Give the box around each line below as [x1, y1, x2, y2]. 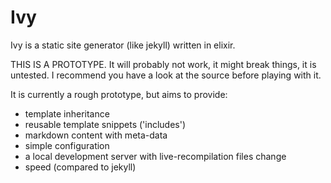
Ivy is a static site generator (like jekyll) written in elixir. [10, 39, 236, 51]
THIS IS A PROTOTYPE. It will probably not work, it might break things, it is [10, 58, 317, 70]
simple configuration [24, 139, 110, 151]
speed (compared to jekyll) [24, 161, 137, 173]
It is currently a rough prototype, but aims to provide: [10, 88, 228, 100]
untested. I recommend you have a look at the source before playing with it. [10, 69, 322, 81]
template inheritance [24, 107, 110, 120]
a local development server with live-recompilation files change [24, 150, 287, 162]
